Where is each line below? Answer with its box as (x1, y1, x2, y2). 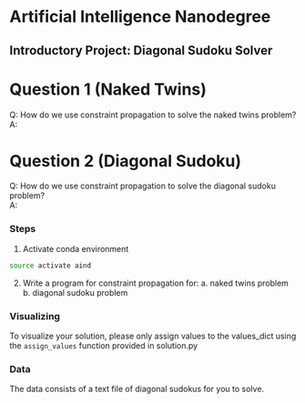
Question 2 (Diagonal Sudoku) (9, 150, 242, 171)
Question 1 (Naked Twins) (9, 79, 208, 99)
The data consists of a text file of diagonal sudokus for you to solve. (9, 384, 265, 395)
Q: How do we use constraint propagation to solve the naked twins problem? (9, 109, 297, 120)
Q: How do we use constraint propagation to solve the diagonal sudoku (9, 180, 276, 192)
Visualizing (9, 309, 61, 322)
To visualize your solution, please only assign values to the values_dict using (9, 330, 297, 341)
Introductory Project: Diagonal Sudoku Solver (9, 43, 273, 58)
